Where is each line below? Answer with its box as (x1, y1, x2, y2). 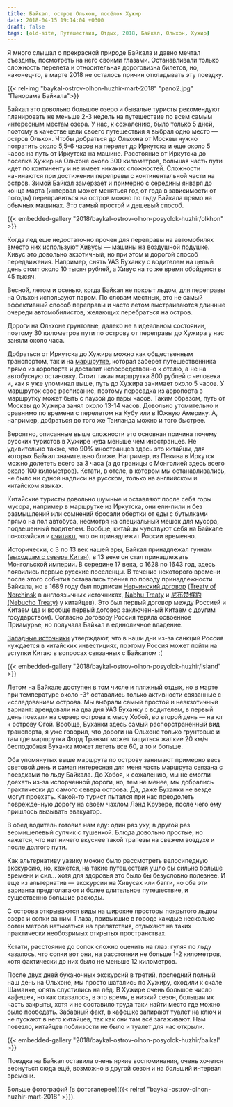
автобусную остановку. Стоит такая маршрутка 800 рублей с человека (7, 372, 220, 380)
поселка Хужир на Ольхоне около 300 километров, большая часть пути (7, 157, 223, 165)
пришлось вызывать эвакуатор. (7, 807, 102, 816)
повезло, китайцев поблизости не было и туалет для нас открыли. (7, 1023, 205, 1031)
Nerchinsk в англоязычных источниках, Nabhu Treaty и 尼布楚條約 (7, 590, 202, 599)
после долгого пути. (7, 843, 67, 852)
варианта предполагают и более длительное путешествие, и (7, 886, 189, 894)
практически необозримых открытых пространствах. (7, 929, 167, 937)
